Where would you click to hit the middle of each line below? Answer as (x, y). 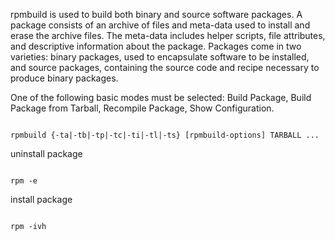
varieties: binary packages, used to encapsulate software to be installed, (160, 57)
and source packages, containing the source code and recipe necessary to (165, 67)
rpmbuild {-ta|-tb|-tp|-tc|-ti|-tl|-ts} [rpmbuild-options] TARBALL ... (165, 135)
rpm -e (24, 181)
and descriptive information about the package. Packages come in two (156, 46)
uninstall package (46, 153)
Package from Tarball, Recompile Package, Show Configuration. (142, 108)
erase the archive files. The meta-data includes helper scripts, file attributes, (168, 35)
